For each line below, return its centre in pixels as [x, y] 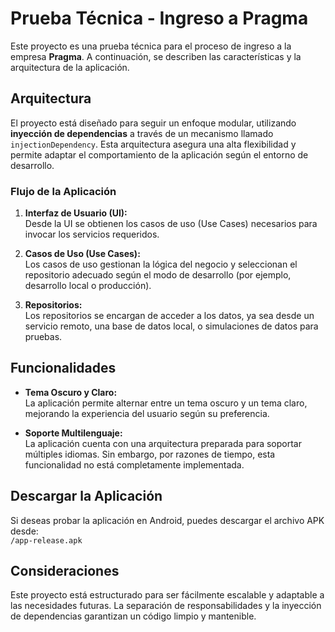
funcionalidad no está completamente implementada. [134, 464]
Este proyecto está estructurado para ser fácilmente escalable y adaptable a [167, 595]
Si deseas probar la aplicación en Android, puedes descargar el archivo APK [167, 520]
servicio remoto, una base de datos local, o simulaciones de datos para [171, 326]
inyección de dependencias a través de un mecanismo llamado [142, 133]
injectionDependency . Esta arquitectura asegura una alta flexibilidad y [153, 144]
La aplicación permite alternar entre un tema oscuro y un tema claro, [166, 403]
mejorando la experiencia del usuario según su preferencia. [147, 413]
